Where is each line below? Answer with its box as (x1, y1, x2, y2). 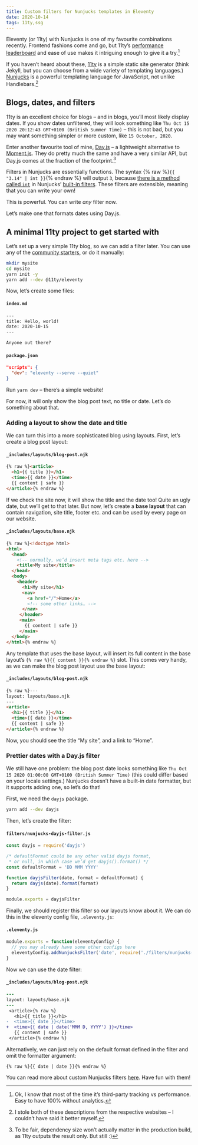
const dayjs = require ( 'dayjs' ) (6, 843, 85, 849)
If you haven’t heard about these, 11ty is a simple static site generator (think (6, 61, 189, 68)
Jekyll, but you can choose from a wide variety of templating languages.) (6, 67, 184, 74)
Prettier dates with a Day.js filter (6, 751, 100, 760)
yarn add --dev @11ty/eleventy (6, 276, 83, 283)
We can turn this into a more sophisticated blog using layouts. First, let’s (6, 432, 181, 439)
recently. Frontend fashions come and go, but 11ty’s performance (6, 42, 164, 49)
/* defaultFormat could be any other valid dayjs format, (6, 853, 151, 859)
